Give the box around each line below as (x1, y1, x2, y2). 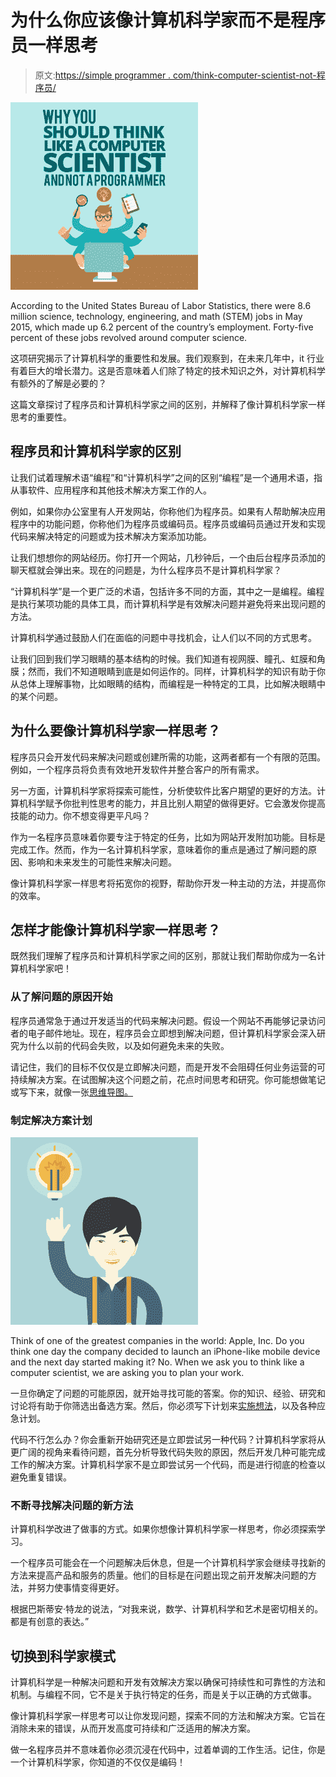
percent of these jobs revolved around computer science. (10, 331, 248, 343)
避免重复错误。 (10, 1471, 72, 1483)
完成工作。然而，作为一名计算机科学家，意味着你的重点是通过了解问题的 (10, 843, 308, 855)
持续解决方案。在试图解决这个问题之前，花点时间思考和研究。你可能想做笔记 (10, 1073, 326, 1085)
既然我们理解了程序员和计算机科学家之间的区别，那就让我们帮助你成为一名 (10, 950, 317, 962)
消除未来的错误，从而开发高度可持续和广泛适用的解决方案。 (10, 1722, 256, 1735)
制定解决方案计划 (10, 1113, 93, 1127)
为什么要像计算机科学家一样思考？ (10, 722, 221, 740)
